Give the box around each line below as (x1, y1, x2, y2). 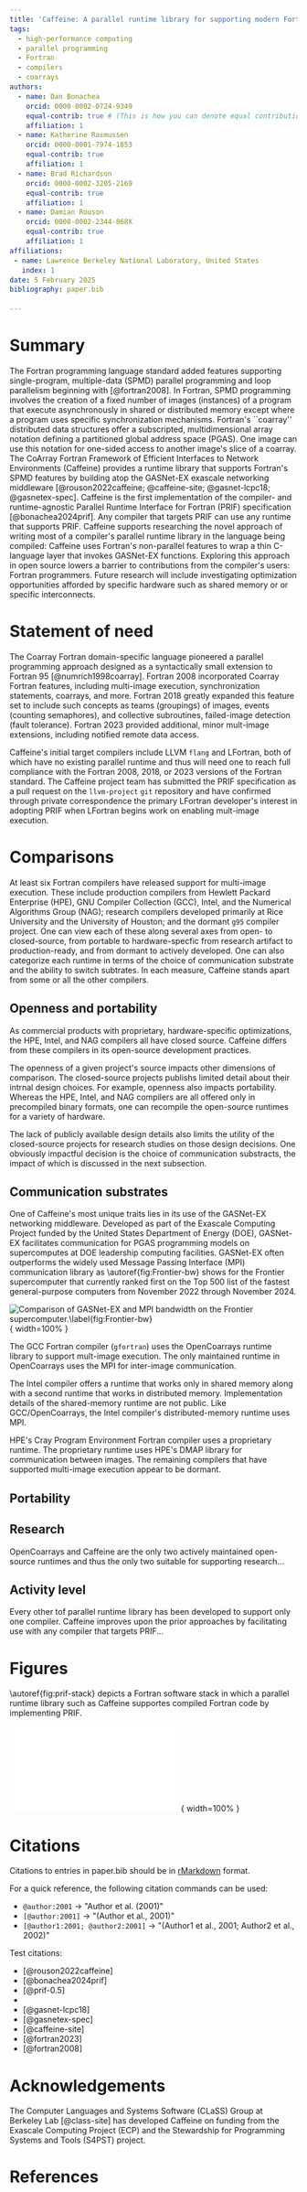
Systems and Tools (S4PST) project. (9, 2134, 146, 2145)
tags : (9, 24, 30, 34)
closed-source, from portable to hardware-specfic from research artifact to (9, 935, 293, 946)
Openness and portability (9, 1001, 158, 1016)
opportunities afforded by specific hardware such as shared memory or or (9, 579, 289, 590)
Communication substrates (9, 1185, 169, 1200)
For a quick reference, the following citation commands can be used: (9, 1883, 269, 1894)
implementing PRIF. (9, 1707, 82, 1719)
